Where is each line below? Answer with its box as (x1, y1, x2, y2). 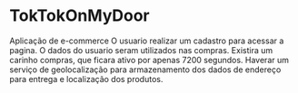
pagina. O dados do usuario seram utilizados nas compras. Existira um (9, 44, 273, 55)
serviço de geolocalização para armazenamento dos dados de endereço (9, 64, 282, 75)
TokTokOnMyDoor (9, 5, 150, 26)
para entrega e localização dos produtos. (9, 73, 164, 84)
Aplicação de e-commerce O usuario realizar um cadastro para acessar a (9, 35, 284, 46)
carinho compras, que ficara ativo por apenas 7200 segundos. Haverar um (9, 54, 289, 65)
